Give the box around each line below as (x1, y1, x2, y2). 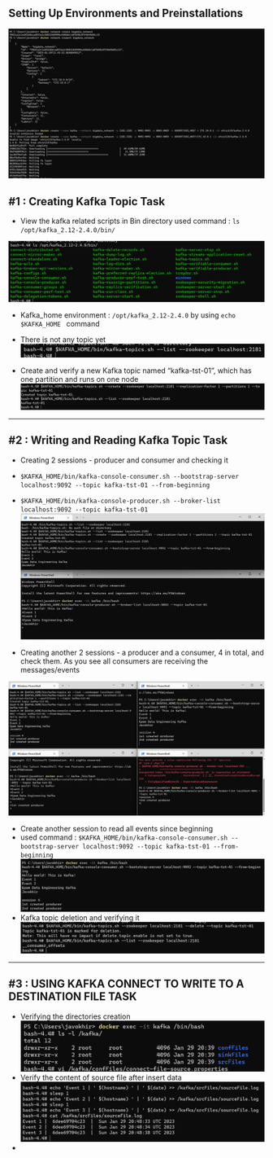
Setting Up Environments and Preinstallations (8, 7, 244, 20)
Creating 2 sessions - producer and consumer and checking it (19, 455, 229, 465)
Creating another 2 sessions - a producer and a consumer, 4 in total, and (19, 647, 264, 657)
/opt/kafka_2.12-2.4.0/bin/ (19, 226, 115, 235)
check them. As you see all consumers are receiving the (19, 656, 209, 666)
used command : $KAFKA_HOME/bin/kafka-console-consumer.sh (19, 832, 228, 842)
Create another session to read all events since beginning (19, 823, 214, 833)
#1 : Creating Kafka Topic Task (8, 195, 165, 208)
